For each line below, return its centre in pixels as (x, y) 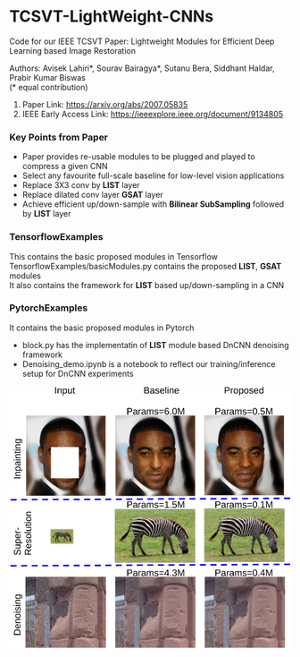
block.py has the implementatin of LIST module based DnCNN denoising (155, 345)
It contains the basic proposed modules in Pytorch (102, 328)
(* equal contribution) (49, 87)
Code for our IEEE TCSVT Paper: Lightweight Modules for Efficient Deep (142, 41)
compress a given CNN (65, 166)
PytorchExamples (49, 308)
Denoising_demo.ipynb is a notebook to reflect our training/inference (149, 363)
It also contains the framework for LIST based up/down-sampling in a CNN (147, 285)
